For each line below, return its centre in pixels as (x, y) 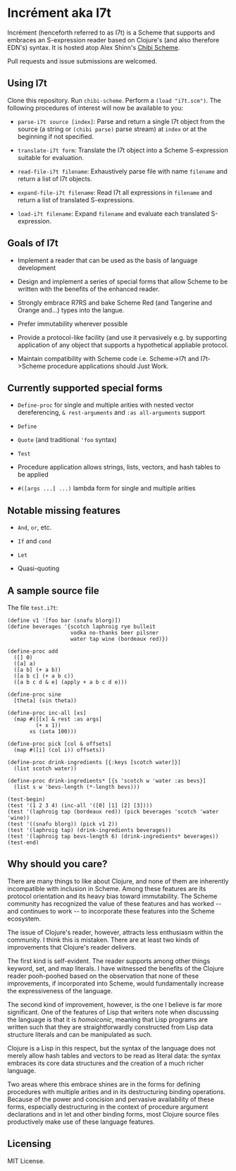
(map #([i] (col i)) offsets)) (60, 750)
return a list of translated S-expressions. (76, 200)
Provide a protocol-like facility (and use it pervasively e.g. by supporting (122, 337)
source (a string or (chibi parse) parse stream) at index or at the (112, 129)
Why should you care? (57, 864)
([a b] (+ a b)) (37, 670)
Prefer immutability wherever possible (73, 324)
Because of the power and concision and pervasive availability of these (111, 1099)
